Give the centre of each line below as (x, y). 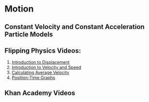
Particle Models (29, 34)
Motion (19, 9)
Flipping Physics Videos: (43, 51)
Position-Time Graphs (33, 78)
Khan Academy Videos (40, 93)
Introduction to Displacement (41, 62)
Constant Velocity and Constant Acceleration (75, 27)
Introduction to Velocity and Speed (46, 67)
